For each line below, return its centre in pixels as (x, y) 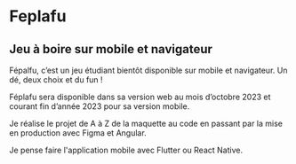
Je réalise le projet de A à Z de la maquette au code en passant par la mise (146, 123)
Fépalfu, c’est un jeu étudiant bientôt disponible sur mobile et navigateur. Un (148, 70)
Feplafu (38, 16)
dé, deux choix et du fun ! (56, 80)
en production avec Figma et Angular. (78, 133)
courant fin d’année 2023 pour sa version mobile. (100, 106)
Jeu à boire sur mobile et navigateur (111, 49)
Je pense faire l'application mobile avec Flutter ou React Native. (126, 150)
